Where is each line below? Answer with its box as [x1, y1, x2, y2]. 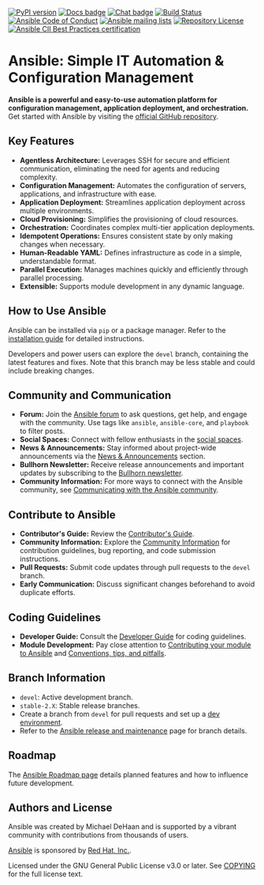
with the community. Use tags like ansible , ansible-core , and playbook [19, 418, 249, 427]
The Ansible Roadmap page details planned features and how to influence [8, 770, 248, 779]
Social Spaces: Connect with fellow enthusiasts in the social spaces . [19, 435, 244, 444]
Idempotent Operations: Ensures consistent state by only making [19, 231, 233, 240]
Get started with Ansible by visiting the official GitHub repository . [8, 111, 219, 121]
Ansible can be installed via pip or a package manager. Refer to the [8, 325, 226, 335]
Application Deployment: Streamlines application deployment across [19, 198, 246, 207]
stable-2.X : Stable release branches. [19, 700, 140, 710]
